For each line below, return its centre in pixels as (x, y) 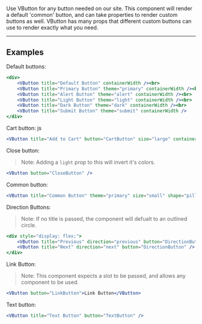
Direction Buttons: (29, 207)
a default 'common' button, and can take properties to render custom (92, 15)
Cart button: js (24, 128)
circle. (29, 225)
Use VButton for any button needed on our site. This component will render (99, 8)
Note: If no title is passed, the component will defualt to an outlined (104, 218)
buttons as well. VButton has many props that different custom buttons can (99, 21)
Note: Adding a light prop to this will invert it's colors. (88, 162)
